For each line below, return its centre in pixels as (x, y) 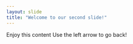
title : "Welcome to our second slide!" (57, 17)
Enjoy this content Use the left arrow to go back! (67, 34)
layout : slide (24, 12)
